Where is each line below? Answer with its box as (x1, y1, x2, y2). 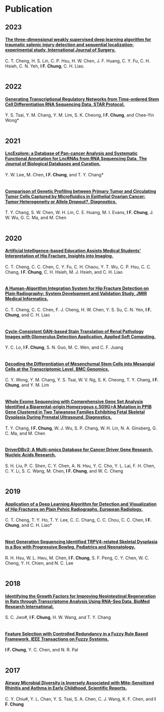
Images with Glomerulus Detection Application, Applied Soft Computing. (5, 333, 156, 339)
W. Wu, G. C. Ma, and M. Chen (5, 214, 67, 221)
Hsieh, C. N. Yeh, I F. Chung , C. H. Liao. (5, 63, 85, 69)
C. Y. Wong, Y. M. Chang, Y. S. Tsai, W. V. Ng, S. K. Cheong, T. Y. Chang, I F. (5, 377, 159, 383)
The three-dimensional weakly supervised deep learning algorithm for (5, 37, 151, 43)
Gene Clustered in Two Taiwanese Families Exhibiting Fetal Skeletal (5, 409, 145, 415)
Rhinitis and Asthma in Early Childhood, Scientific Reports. (5, 685, 127, 691)
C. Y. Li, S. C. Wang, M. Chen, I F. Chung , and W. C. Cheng (5, 468, 123, 474)
